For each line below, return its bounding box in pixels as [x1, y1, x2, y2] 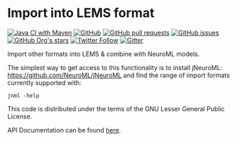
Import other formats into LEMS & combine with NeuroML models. [7, 50, 200, 58]
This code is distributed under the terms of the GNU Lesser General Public [7, 104, 225, 113]
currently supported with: [7, 78, 82, 86]
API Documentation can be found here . [7, 125, 121, 134]
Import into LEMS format [7, 5, 155, 21]
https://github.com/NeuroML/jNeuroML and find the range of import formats [7, 71, 231, 79]
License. [7, 112, 33, 120]
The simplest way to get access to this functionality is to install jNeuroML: [7, 63, 223, 72]
